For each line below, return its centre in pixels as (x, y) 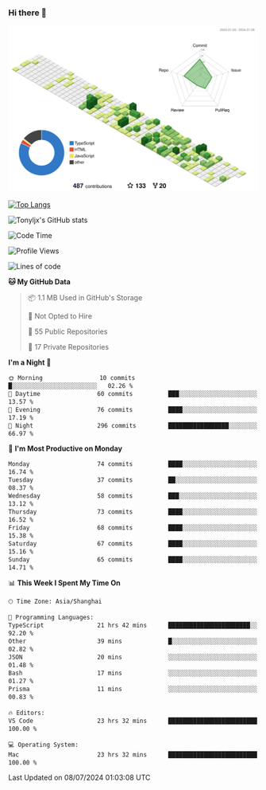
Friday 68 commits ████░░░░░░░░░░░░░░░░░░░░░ (133, 528)
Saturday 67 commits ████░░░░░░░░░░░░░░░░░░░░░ (133, 544)
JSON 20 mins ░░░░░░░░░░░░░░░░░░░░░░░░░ (133, 657)
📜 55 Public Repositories (67, 332)
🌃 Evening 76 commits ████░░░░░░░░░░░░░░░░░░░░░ (133, 410)
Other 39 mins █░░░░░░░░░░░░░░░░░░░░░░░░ (133, 641)
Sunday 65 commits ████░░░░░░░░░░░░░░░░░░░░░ (133, 560)
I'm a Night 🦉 (30, 362)
